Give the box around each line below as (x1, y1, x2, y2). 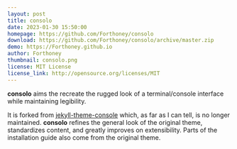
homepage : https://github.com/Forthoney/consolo (7, 30, 154, 38)
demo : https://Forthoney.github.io (7, 43, 113, 50)
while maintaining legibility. (7, 96, 87, 105)
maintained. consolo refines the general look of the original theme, (7, 118, 203, 126)
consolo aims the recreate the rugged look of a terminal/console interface (7, 89, 224, 98)
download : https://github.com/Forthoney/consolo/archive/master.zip (7, 37, 214, 44)
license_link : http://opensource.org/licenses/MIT (7, 70, 160, 77)
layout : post (7, 10, 46, 18)
